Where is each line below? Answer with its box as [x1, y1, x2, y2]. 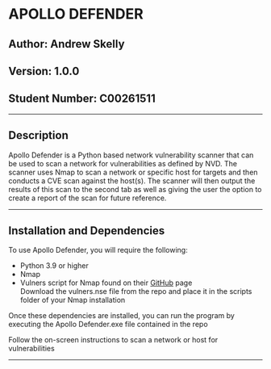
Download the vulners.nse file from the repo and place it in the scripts [19, 287, 252, 296]
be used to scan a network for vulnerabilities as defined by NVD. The [8, 158, 238, 168]
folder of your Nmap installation [19, 296, 126, 305]
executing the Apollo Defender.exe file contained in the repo [8, 320, 208, 329]
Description [8, 128, 69, 142]
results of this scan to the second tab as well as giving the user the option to [8, 184, 262, 194]
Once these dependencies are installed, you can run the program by [8, 311, 236, 321]
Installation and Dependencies [8, 224, 165, 237]
